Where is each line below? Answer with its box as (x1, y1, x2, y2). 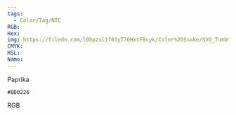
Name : (7, 56, 23, 63)
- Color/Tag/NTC (13, 17, 61, 24)
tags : (7, 10, 23, 18)
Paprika (7, 75, 29, 83)
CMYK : (7, 43, 23, 50)
